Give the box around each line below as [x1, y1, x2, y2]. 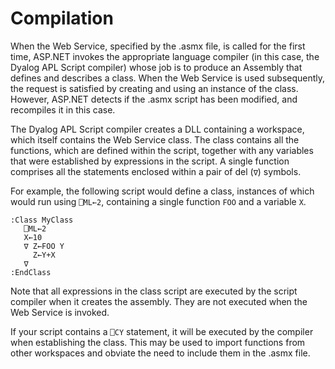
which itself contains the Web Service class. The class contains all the [10, 133, 300, 146]
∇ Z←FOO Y [23, 241, 65, 251]
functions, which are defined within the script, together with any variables [10, 144, 314, 156]
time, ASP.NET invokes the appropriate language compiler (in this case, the [10, 50, 320, 62]
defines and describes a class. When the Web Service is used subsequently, [10, 72, 326, 84]
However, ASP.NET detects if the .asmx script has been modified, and [10, 93, 298, 105]
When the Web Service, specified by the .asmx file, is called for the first [10, 40, 306, 52]
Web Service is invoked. [10, 306, 110, 318]
